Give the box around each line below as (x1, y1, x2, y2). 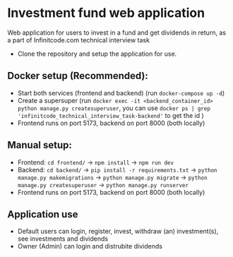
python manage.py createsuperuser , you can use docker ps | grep (17, 104, 210, 112)
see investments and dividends (17, 234, 108, 243)
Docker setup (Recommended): (7, 70, 148, 82)
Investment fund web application (7, 5, 205, 21)
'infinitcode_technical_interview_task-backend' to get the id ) (17, 111, 205, 119)
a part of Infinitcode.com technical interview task (7, 35, 150, 44)
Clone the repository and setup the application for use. (17, 49, 177, 58)
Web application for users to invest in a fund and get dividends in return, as (7, 28, 227, 37)
